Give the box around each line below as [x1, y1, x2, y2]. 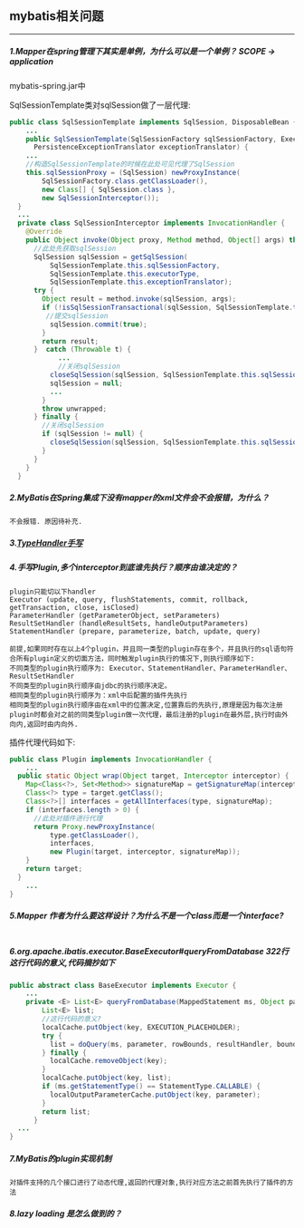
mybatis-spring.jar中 [9, 80, 86, 91]
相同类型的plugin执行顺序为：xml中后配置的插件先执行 [9, 691, 188, 700]
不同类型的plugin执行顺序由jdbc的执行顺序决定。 [9, 681, 172, 691]
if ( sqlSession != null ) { [42, 430, 144, 439]
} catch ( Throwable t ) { [33, 345, 131, 354]
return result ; [42, 336, 100, 346]
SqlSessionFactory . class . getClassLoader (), [42, 176, 208, 186]
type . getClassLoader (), [49, 830, 140, 840]
